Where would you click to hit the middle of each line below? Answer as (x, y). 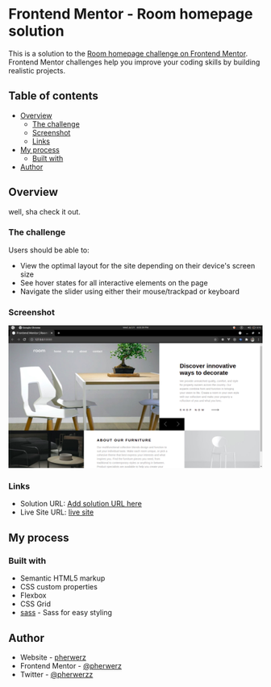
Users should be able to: (49, 250)
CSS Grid (35, 604)
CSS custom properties (59, 587)
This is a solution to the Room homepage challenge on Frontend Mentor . (128, 53)
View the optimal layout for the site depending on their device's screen (138, 265)
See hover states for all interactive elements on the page (114, 282)
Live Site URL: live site (57, 512)
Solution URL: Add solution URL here (81, 504)
